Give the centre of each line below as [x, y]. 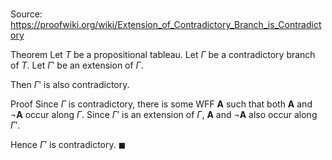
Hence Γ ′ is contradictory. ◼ [68, 145]
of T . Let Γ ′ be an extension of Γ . [77, 65]
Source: [26, 14]
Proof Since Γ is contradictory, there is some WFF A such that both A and [161, 104]
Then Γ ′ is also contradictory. [70, 85]
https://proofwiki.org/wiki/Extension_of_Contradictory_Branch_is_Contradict [166, 25]
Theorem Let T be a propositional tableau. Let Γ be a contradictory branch [163, 55]
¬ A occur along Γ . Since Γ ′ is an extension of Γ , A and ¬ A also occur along [164, 115]
